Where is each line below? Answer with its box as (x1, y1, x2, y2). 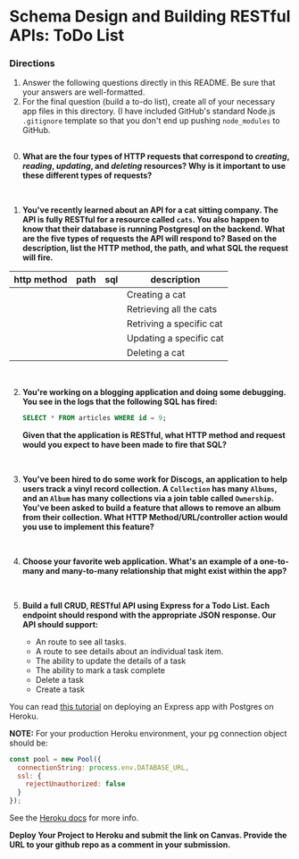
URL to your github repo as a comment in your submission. (9, 839, 231, 850)
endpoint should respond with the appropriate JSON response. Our (21, 610, 277, 620)
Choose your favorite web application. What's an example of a (21, 556, 259, 567)
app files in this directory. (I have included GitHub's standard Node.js (21, 105, 276, 117)
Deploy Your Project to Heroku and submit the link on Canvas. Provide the (9, 830, 287, 840)
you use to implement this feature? (21, 521, 154, 532)
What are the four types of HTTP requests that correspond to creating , (21, 150, 290, 162)
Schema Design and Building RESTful (9, 6, 291, 27)
